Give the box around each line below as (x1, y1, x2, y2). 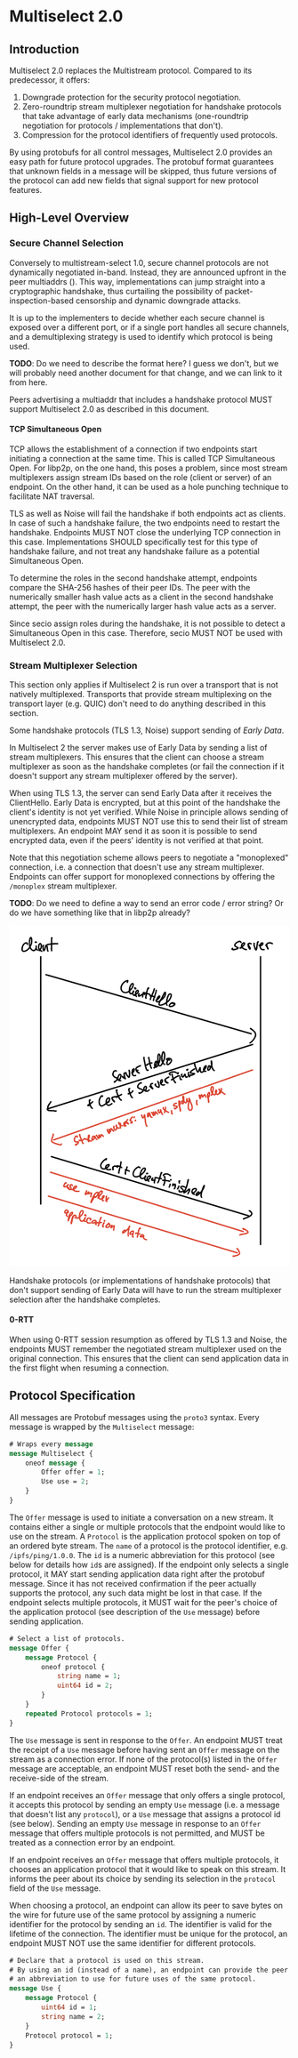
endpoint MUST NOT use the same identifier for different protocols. (9, 1937, 256, 1949)
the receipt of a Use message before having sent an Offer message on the (9, 1744, 280, 1755)
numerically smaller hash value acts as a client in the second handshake (9, 591, 274, 602)
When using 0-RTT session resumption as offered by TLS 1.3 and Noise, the (9, 1334, 287, 1345)
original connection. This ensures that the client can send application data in (9, 1354, 289, 1364)
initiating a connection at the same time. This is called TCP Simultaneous (9, 453, 276, 463)
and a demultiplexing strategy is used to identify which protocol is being (9, 331, 273, 342)
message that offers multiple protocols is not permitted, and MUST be (9, 1828, 265, 1838)
